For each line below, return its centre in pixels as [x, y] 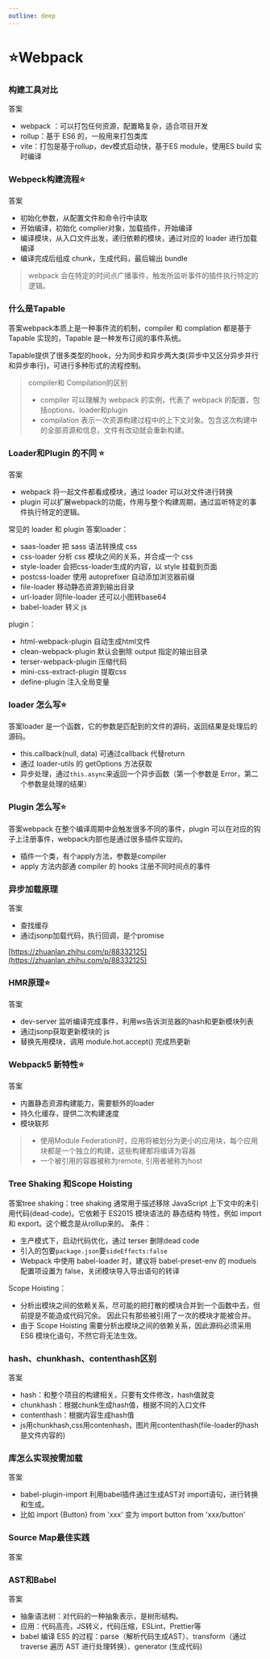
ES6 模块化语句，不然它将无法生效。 [81, 1336]
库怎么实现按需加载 [46, 1458]
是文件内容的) [43, 1435]
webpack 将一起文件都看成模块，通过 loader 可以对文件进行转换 [127, 492]
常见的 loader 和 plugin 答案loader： [69, 529]
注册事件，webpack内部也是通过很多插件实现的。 [105, 838]
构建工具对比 [33, 90]
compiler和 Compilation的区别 [77, 382]
